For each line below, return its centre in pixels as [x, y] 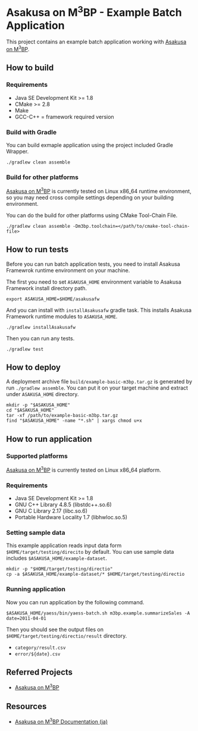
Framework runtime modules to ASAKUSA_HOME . [62, 316]
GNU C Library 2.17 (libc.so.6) [51, 511]
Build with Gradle [32, 132]
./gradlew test [25, 349]
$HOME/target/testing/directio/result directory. [67, 636]
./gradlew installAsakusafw [41, 327]
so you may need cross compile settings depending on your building [90, 197]
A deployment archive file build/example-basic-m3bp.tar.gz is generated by [99, 382]
